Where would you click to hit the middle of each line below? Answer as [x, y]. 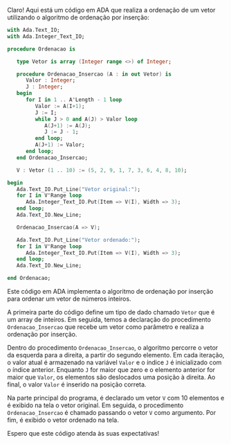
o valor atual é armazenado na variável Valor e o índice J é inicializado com [114, 362]
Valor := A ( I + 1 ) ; [60, 106]
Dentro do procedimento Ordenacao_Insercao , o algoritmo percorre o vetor [113, 348]
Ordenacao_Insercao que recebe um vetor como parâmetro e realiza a [105, 327]
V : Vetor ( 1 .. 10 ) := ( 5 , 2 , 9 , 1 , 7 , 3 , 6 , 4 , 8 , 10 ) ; [102, 170]
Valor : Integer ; [50, 80]
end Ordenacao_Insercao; [52, 158]
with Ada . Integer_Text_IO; [46, 36]
